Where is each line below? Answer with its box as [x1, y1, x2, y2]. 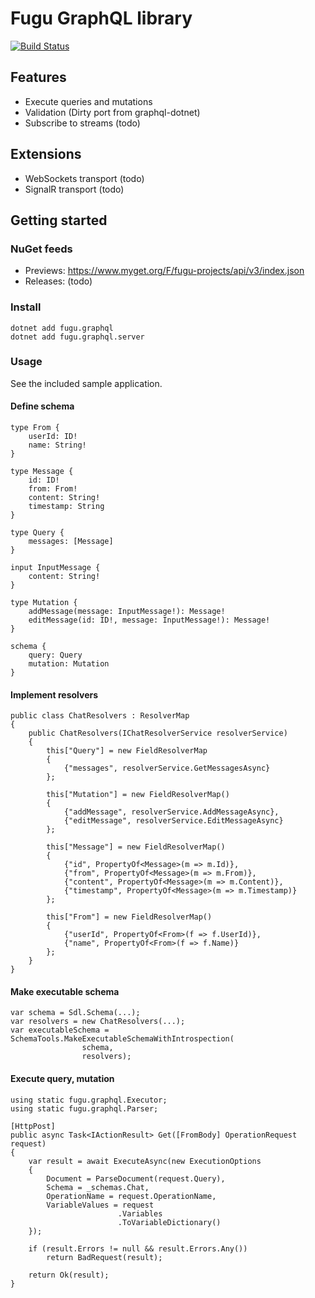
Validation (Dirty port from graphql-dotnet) [24, 106, 201, 118]
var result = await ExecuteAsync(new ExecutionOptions [28, 1156, 262, 1166]
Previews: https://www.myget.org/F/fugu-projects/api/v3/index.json [24, 265, 305, 277]
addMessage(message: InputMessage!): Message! [28, 607, 226, 617]
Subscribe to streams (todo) [24, 117, 141, 129]
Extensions [10, 146, 82, 163]
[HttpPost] [10, 1121, 56, 1131]
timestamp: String [28, 502, 105, 512]
